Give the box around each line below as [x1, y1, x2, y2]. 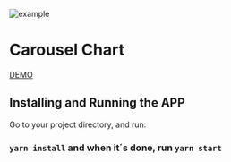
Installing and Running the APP [9, 95, 185, 111]
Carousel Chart [9, 40, 125, 60]
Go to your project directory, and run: [9, 119, 147, 130]
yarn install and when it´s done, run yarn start [9, 141, 222, 154]
